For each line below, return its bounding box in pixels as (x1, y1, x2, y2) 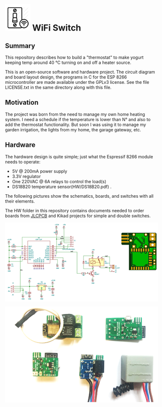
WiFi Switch (32, 22, 81, 33)
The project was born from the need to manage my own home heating (5, 111, 146, 117)
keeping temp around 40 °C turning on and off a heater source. (5, 60, 131, 65)
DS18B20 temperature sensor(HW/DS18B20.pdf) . (12, 184, 112, 189)
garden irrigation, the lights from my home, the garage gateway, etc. (5, 126, 142, 132)
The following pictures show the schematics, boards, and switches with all (5, 193, 154, 199)
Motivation (5, 98, 39, 107)
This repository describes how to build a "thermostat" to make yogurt (5, 55, 144, 60)
